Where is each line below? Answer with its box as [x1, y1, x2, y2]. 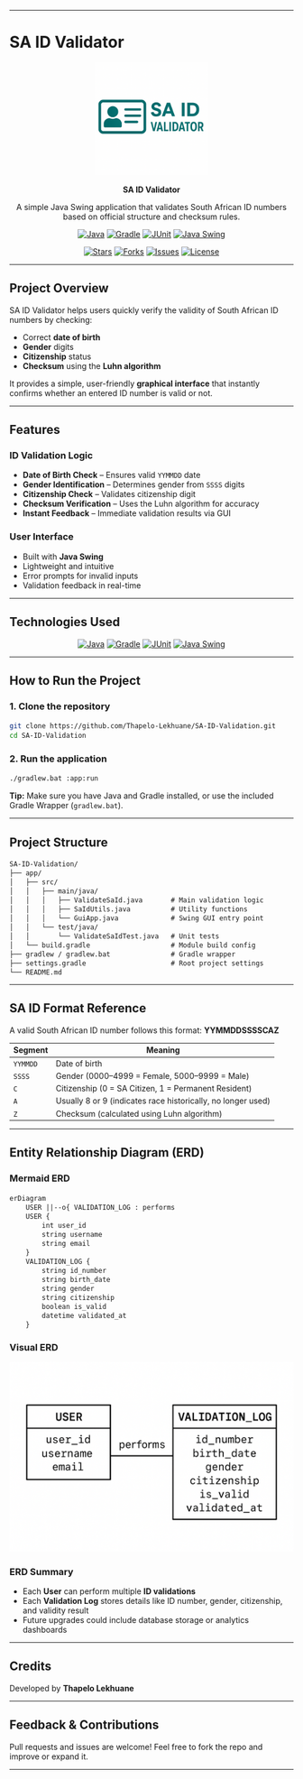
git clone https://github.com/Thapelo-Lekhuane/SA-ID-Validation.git [9, 722, 277, 731]
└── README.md [9, 967, 63, 977]
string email [41, 1239, 91, 1248]
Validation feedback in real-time [22, 579, 142, 591]
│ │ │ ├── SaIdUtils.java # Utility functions [9, 904, 248, 914]
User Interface [9, 530, 74, 543]
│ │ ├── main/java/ [9, 886, 99, 896]
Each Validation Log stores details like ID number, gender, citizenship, [22, 1595, 283, 1606]
